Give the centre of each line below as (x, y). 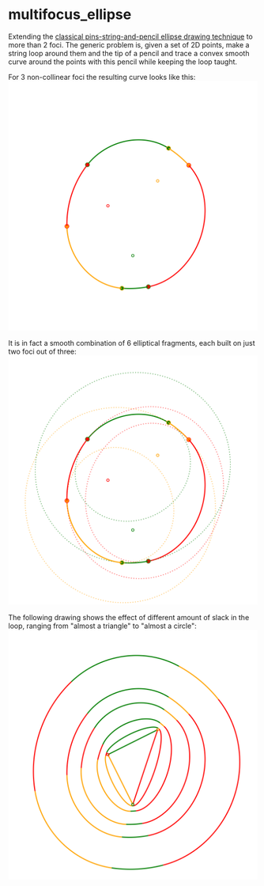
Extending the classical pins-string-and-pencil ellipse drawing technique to (130, 36)
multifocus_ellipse (70, 15)
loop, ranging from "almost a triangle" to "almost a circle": (102, 626)
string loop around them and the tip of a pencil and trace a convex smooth (129, 53)
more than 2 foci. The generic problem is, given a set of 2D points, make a (129, 44)
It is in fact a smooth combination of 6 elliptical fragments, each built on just (132, 343)
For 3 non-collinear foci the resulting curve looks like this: (102, 77)
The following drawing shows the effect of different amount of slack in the (129, 617)
